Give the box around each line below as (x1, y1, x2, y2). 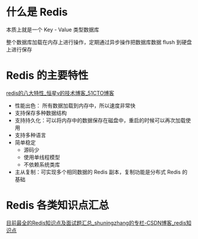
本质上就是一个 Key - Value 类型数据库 (6, 26, 99, 33)
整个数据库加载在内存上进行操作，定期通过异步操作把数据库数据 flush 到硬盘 (6, 38, 192, 45)
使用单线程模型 (23, 153, 60, 161)
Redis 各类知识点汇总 (6, 199, 109, 212)
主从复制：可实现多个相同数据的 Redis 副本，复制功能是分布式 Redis (14, 168, 181, 175)
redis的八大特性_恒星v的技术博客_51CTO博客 (6, 89, 115, 96)
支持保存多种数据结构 (14, 109, 67, 116)
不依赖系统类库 (23, 161, 60, 168)
